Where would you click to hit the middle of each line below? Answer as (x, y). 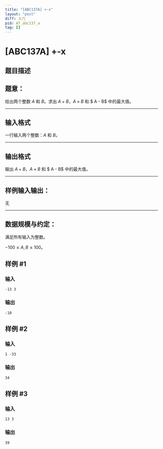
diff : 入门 (15, 18)
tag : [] (13, 28)
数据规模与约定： (31, 224)
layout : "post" (20, 14)
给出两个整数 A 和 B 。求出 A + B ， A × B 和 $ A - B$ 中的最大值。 (69, 101)
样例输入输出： (27, 191)
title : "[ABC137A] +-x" (29, 9)
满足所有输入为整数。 (26, 237)
